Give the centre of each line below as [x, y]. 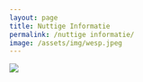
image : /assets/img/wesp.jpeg [66, 43]
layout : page [34, 18]
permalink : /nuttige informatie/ [72, 34]
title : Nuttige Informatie [60, 26]
